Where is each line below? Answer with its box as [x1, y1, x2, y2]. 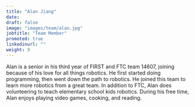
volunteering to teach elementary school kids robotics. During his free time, [6, 88, 190, 95]
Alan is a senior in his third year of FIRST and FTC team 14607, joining [6, 63, 175, 70]
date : [6, 14, 19, 20]
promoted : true [6, 36, 44, 42]
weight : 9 [6, 47, 31, 53]
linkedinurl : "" [6, 42, 46, 48]
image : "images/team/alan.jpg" [6, 25, 83, 31]
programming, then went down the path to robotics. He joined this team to [6, 75, 186, 82]
